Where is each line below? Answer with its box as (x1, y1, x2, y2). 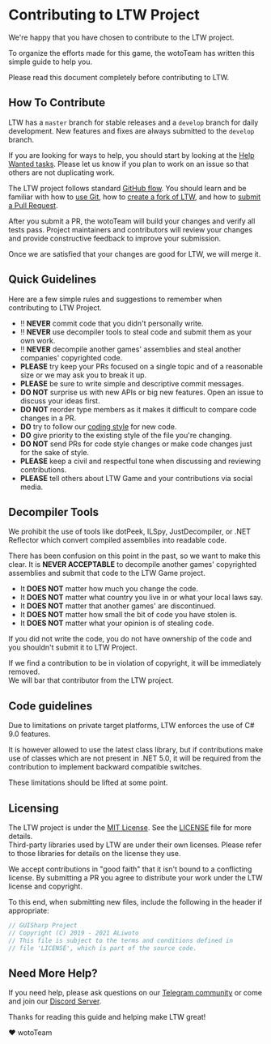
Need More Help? (8, 966, 99, 980)
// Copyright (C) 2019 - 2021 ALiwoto (8, 929, 139, 937)
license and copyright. (8, 881, 83, 891)
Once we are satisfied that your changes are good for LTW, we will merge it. (8, 249, 261, 258)
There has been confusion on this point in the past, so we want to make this (8, 551, 261, 560)
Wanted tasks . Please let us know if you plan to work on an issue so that (8, 159, 249, 168)
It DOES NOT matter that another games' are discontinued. (19, 601, 216, 611)
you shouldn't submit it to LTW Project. (8, 642, 138, 653)
